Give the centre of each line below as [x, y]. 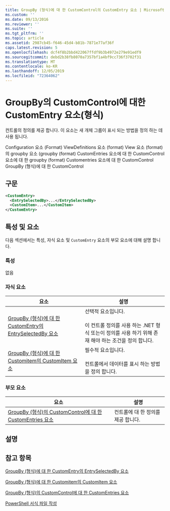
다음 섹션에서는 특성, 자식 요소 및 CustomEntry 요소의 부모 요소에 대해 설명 [78, 240]
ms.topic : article [25, 38]
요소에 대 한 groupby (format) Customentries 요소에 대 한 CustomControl [79, 160]
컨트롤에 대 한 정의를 [137, 412]
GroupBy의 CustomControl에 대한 [75, 103]
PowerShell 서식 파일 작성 [31, 503]
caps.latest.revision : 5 [31, 48]
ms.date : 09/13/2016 [27, 19]
